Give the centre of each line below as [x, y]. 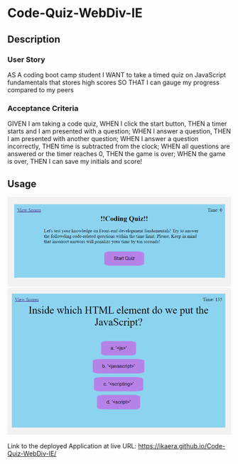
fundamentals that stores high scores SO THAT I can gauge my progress [114, 82]
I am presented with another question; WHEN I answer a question [103, 139]
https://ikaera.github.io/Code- [182, 446]
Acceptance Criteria [43, 108]
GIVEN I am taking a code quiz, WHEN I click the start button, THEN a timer [117, 124]
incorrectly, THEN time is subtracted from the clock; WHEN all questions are [119, 146]
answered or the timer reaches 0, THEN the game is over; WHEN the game [117, 154]
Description [34, 39]
